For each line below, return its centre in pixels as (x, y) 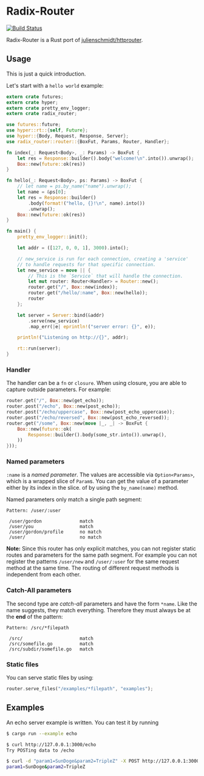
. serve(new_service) (54, 321)
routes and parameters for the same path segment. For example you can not (102, 555)
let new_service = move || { (54, 270)
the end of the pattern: (35, 616)
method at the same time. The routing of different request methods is (93, 568)
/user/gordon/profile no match (55, 532)
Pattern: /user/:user (34, 511)
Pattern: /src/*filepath (38, 628)
